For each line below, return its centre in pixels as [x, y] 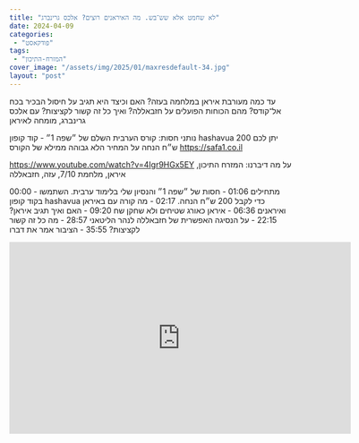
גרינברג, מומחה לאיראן [48, 120]
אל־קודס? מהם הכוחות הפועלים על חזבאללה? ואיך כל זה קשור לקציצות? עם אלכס [145, 111]
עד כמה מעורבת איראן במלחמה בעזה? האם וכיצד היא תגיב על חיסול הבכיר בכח [142, 101]
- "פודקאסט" [33, 43]
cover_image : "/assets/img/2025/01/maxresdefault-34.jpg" [120, 68]
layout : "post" [38, 76]
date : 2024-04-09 [42, 26]
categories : [31, 34]
